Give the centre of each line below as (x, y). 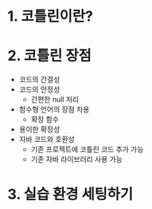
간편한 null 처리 (55, 100)
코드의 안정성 (39, 89)
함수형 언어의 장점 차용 (54, 109)
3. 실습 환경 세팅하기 (70, 194)
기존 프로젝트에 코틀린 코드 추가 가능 (87, 149)
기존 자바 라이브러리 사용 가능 (76, 160)
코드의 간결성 (39, 80)
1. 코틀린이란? (50, 16)
